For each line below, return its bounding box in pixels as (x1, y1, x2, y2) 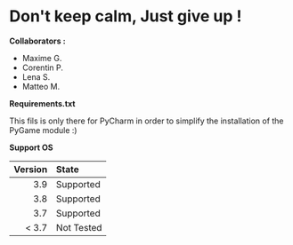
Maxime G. (21, 52, 62, 63)
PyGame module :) (9, 124, 77, 135)
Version (13, 162, 48, 175)
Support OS (9, 142, 53, 153)
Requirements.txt (9, 98, 76, 108)
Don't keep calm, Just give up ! (9, 6, 242, 27)
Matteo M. (21, 81, 61, 91)
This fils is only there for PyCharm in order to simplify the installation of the (9, 115, 284, 126)
